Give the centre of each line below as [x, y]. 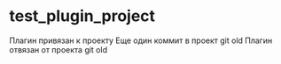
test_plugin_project [82, 16]
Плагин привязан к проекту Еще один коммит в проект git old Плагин [141, 40]
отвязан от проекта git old [59, 49]
